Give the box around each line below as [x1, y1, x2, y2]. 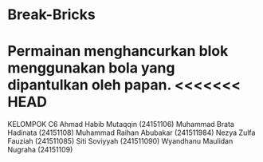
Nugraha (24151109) [7, 145, 73, 155]
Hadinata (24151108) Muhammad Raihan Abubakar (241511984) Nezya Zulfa [7, 128, 256, 137]
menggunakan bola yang [7, 59, 175, 77]
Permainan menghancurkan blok [7, 42, 229, 61]
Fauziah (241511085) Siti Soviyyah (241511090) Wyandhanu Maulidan [7, 136, 234, 146]
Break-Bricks [7, 6, 96, 24]
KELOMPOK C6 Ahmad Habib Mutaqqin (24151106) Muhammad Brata [7, 120, 234, 129]
